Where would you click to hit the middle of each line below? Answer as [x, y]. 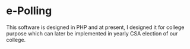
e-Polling [29, 11]
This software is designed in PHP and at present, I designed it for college [95, 27]
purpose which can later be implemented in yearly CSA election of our [92, 33]
